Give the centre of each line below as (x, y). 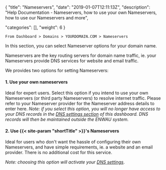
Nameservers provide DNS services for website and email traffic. (72, 61)
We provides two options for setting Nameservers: (57, 70)
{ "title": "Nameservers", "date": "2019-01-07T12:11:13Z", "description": (78, 7)
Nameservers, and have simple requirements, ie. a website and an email (79, 147)
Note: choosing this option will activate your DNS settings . (65, 162)
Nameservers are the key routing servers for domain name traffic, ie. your (81, 55)
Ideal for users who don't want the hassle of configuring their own (73, 142)
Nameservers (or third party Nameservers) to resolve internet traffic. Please (83, 98)
